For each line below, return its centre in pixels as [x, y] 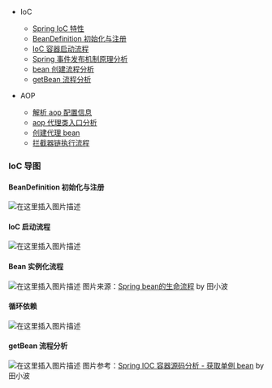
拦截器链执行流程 [61, 143]
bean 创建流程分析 [63, 69]
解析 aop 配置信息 [62, 112]
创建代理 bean [56, 133]
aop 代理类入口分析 [65, 122]
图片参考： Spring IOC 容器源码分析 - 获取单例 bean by [173, 365]
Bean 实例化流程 [36, 266]
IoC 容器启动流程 [60, 49]
